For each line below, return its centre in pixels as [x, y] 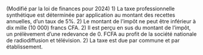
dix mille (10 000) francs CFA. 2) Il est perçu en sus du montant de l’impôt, [99, 27]
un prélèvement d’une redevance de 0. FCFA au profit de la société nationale [101, 34]
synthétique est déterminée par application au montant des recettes [91, 15]
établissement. [25, 47]
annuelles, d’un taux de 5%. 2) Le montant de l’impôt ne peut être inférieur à [101, 21]
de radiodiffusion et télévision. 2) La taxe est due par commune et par [93, 40]
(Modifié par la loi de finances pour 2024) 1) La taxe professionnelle [91, 9]
